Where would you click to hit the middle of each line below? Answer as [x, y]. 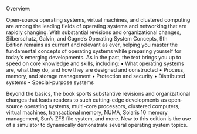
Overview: [18, 9]
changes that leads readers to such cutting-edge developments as [86, 100]
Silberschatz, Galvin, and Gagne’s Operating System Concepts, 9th [87, 38]
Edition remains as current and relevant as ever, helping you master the [92, 45]
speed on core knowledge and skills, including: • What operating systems [95, 63]
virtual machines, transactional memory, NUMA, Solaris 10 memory [87, 112]
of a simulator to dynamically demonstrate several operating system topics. [97, 125]
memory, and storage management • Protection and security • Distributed [96, 76]
